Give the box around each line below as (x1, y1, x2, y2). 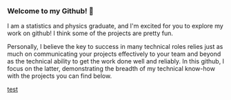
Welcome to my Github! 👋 (7, 6, 94, 16)
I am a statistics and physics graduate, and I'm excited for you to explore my (7, 22, 224, 30)
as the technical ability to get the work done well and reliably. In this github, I (7, 57, 225, 66)
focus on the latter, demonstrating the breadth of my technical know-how (7, 65, 216, 73)
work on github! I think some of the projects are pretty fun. (7, 29, 174, 37)
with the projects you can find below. (7, 72, 112, 80)
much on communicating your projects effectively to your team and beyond (7, 50, 221, 58)
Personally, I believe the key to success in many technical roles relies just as (7, 43, 223, 51)
